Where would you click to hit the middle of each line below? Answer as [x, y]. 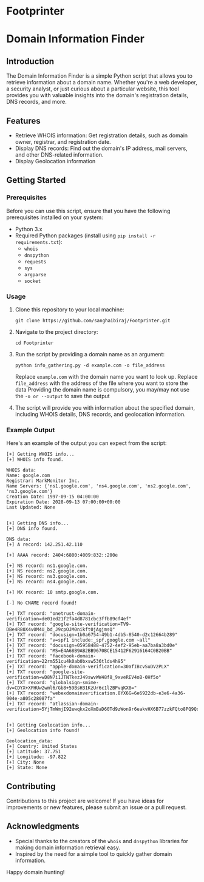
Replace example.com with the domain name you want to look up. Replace [106, 376]
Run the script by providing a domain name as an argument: [90, 354]
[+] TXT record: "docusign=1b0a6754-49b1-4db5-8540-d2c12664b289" [92, 635]
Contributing [31, 786]
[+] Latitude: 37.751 [34, 752]
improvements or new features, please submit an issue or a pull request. [97, 807]
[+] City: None [25, 762]
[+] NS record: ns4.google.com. [47, 582]
